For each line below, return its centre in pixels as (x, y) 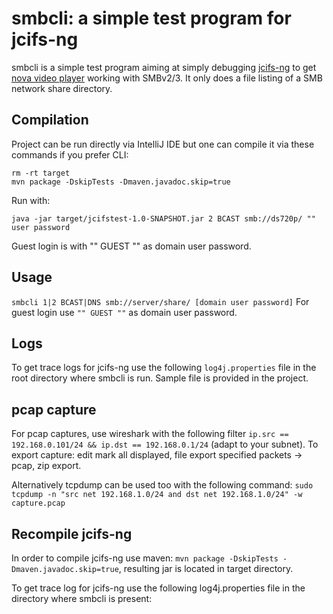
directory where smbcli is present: (82, 598)
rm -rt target (41, 173)
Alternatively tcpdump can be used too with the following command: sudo (162, 485)
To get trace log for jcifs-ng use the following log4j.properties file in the (158, 588)
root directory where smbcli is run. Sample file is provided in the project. (160, 378)
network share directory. (62, 88)
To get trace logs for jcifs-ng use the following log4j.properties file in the (164, 368)
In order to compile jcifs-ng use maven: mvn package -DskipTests (145, 558)
